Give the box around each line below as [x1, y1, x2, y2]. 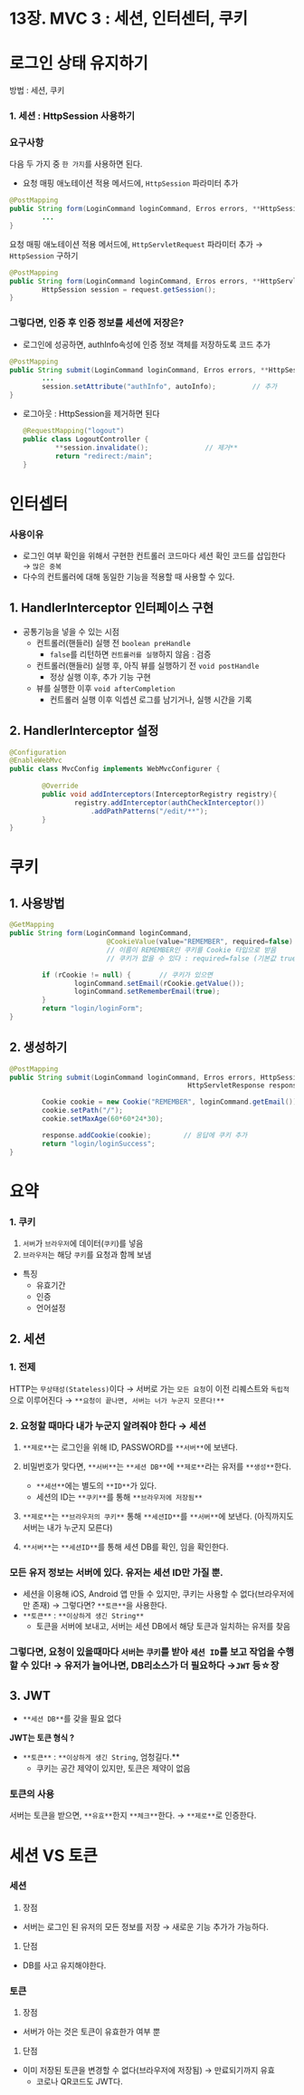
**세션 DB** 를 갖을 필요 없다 [22, 1714, 122, 1724]
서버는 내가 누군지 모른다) [22, 1522, 113, 1533]
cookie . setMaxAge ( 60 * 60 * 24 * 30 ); [42, 1115, 165, 1124]
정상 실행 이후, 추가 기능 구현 [49, 671, 151, 682]
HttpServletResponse [186, 1081, 265, 1090]
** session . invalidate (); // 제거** [55, 443, 238, 452]
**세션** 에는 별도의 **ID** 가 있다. [35, 1481, 157, 1492]
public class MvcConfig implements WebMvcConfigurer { [9, 765, 221, 774]
